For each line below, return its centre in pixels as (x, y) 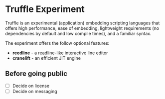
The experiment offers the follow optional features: (57, 43)
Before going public (36, 74)
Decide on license (31, 86)
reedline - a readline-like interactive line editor (60, 53)
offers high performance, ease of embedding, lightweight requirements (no (82, 28)
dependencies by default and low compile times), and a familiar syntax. (78, 33)
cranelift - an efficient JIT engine (47, 58)
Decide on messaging (35, 91)
